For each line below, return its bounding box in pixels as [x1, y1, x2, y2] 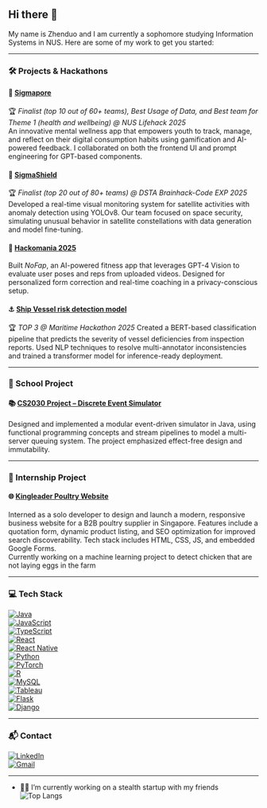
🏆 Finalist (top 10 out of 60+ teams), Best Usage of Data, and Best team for [8, 106, 258, 115]
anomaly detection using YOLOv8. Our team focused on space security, [8, 208, 243, 217]
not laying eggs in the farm [8, 560, 97, 570]
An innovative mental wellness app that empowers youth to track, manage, [8, 126, 253, 135]
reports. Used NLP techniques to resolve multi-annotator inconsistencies [8, 342, 247, 352]
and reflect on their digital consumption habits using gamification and [8, 135, 236, 144]
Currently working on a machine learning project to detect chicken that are [8, 552, 253, 561]
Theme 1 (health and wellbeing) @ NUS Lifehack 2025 [8, 117, 187, 127]
